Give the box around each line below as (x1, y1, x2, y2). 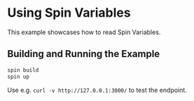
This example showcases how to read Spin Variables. (7, 28, 161, 36)
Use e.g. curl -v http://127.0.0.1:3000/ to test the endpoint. (7, 86, 187, 94)
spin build (7, 66, 39, 74)
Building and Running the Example (7, 48, 160, 60)
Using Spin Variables (7, 5, 131, 21)
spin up (7, 73, 30, 80)
